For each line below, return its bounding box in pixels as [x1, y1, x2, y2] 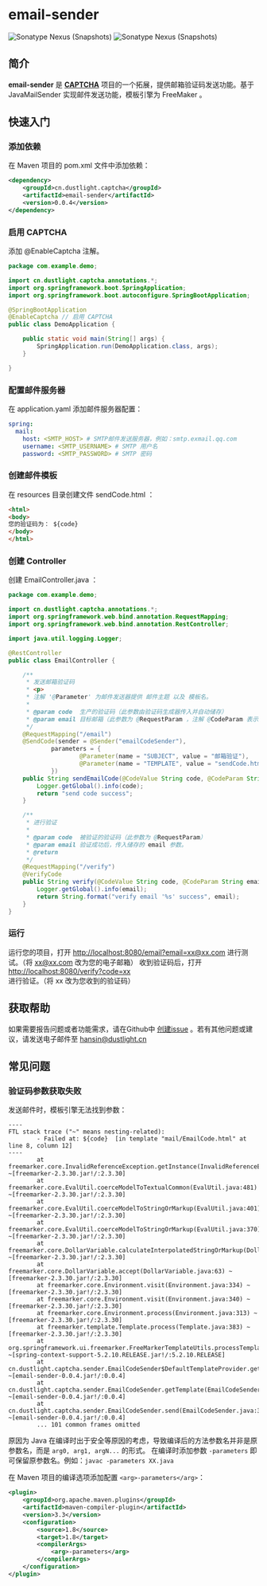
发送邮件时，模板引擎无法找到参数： [8, 1105, 127, 1115]
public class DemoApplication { [8, 320, 115, 328]
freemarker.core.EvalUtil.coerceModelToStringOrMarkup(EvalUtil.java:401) [8, 1205, 261, 1213]
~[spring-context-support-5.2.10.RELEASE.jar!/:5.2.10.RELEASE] [8, 1351, 226, 1360]
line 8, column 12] [8, 1142, 73, 1150]
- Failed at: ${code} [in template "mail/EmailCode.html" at [37, 1135, 247, 1143]
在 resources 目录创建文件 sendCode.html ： [8, 489, 155, 499]
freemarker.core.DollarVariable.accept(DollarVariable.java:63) [8, 1267, 226, 1276]
